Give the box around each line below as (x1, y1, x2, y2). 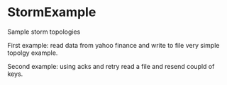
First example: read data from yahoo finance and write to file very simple (7, 41, 220, 49)
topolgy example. (7, 48, 58, 57)
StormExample (7, 4, 96, 20)
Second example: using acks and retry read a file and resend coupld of (7, 62, 215, 70)
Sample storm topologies (7, 27, 81, 36)
